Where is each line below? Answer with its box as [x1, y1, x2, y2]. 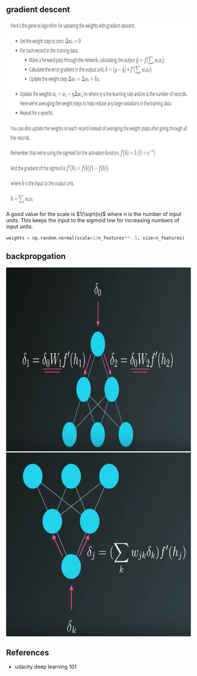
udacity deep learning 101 [14, 663, 77, 670]
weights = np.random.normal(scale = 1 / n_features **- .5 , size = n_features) [6, 235, 185, 241]
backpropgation [6, 251, 66, 261]
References [6, 647, 49, 658]
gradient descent [6, 5, 70, 15]
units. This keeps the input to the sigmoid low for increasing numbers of [6, 217, 180, 224]
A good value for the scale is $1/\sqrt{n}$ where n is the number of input [6, 210, 182, 217]
